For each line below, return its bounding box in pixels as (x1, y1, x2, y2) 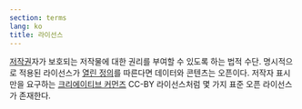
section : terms (9, 13, 67, 23)
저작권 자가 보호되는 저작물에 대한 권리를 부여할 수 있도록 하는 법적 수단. (9, 56, 262, 67)
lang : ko (9, 22, 43, 31)
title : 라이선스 (9, 30, 64, 39)
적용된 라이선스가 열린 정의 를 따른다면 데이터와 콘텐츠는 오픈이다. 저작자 (18, 67, 275, 78)
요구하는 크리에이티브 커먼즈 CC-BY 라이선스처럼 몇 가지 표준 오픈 (25, 79, 261, 90)
